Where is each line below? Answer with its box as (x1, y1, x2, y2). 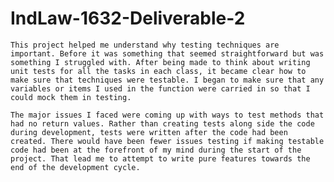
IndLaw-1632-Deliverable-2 (10, 7, 246, 30)
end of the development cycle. (10, 162, 141, 172)
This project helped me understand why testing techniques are (10, 40, 280, 50)
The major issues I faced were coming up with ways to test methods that (10, 110, 325, 120)
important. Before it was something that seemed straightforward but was (10, 48, 325, 59)
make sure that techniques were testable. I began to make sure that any (10, 75, 325, 85)
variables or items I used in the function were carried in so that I (10, 83, 311, 94)
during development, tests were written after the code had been (10, 127, 288, 137)
